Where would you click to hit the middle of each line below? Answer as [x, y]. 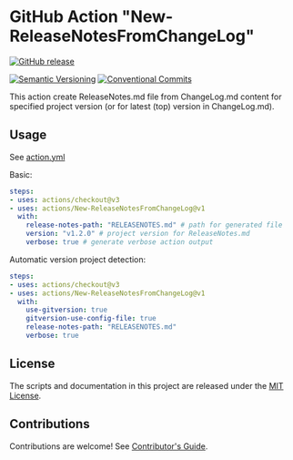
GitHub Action [64, 17]
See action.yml [37, 157]
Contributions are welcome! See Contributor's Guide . [109, 446]
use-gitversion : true [66, 310]
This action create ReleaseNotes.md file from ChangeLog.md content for [146, 97]
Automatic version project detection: [78, 259]
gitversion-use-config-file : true [91, 319]
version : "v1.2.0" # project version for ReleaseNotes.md [138, 234]
